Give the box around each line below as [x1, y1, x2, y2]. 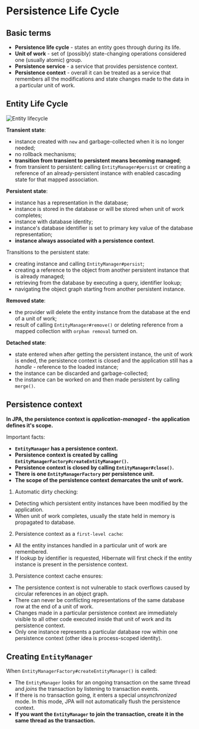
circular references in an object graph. [14, 590, 109, 597]
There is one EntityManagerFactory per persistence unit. [14, 470, 155, 477]
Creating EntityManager [6, 652, 93, 662]
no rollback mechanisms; [14, 150, 77, 157]
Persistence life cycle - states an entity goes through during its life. [14, 44, 181, 51]
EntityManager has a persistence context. [14, 445, 118, 452]
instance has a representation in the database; [14, 198, 129, 206]
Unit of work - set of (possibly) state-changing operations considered [14, 50, 187, 57]
